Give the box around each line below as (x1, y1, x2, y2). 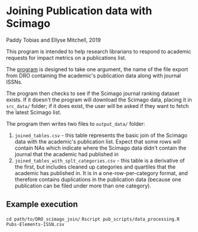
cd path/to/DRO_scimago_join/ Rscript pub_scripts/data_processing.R (6, 216, 180, 222)
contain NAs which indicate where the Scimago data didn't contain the (14, 144, 187, 151)
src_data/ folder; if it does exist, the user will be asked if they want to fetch (6, 102, 189, 109)
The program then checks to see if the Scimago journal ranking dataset (6, 90, 180, 97)
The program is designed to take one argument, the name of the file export (6, 65, 189, 72)
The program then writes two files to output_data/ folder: (6, 120, 145, 127)
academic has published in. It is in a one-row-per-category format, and (14, 169, 188, 176)
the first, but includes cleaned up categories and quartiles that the (14, 163, 176, 170)
